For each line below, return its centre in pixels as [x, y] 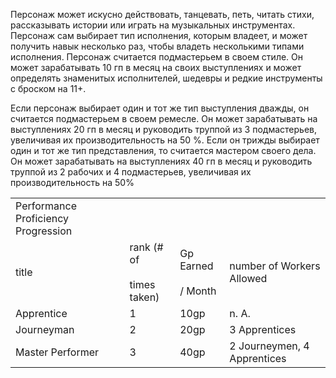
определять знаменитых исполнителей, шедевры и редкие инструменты [166, 78]
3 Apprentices [263, 329]
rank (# [146, 247]
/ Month [198, 291]
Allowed [248, 278]
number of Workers [275, 266]
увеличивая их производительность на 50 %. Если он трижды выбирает [165, 140]
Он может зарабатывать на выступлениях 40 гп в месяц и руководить [161, 161]
